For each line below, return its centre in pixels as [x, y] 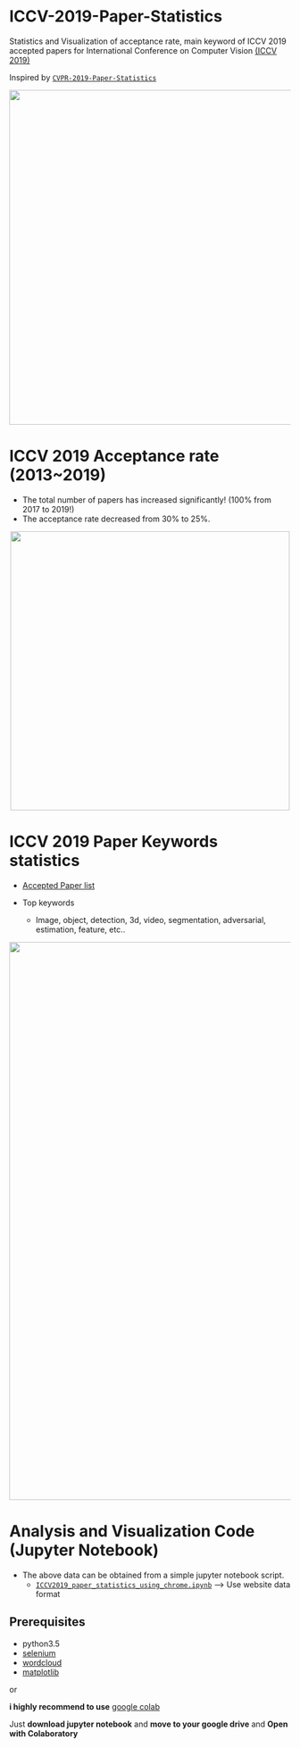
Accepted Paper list [58, 885]
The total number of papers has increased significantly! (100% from [147, 499]
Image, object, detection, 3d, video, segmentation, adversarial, [150, 920]
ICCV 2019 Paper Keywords [114, 842]
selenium [39, 1652]
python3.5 [41, 1644]
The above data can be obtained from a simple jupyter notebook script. [153, 1575]
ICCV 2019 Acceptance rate [114, 456]
